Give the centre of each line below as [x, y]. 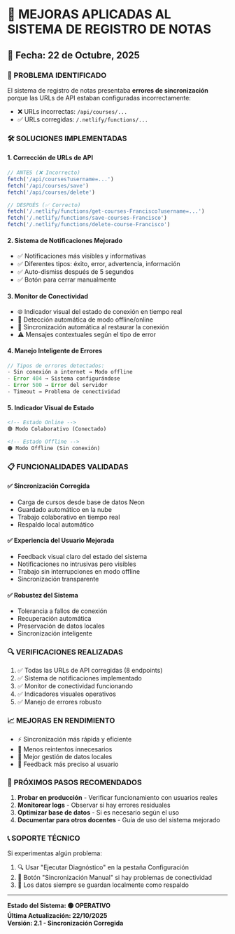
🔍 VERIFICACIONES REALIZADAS [65, 652]
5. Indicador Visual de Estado [51, 407]
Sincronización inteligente [55, 633]
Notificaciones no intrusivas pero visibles [77, 564]
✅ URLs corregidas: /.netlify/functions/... [83, 119]
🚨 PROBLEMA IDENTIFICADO [57, 75]
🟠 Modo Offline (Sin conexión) [54, 448]
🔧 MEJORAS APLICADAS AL [89, 14]
